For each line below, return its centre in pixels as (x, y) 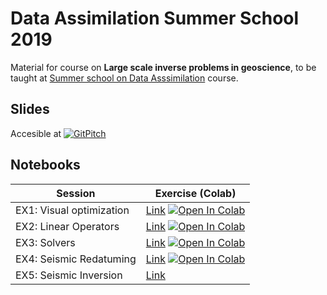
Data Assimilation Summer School (155, 18)
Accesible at (36, 133)
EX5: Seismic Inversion (69, 275)
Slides (30, 109)
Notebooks (45, 165)
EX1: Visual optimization (72, 210)
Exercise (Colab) (195, 193)
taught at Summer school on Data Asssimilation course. (124, 78)
